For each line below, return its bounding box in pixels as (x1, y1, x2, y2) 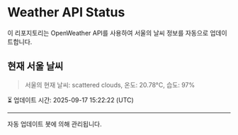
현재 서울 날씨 (7, 60, 64, 72)
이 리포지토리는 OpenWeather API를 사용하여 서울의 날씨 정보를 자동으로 (7, 28, 209, 37)
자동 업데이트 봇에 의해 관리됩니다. (7, 119, 102, 128)
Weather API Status (7, 4, 125, 21)
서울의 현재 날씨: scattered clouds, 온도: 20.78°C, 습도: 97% (24, 80, 195, 89)
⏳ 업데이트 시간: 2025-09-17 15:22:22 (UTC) (7, 95, 135, 104)
